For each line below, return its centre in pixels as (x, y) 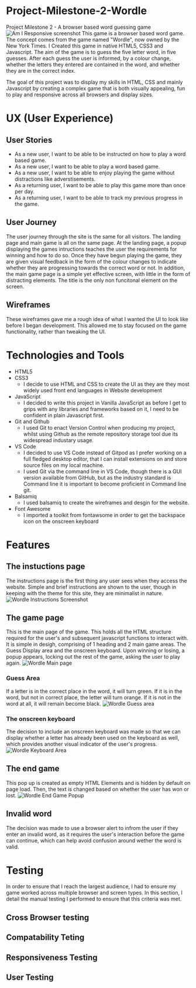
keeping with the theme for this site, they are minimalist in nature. (85, 593)
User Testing (30, 978)
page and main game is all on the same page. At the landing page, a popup (96, 242)
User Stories (29, 140)
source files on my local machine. (64, 465)
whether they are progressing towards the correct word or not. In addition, (96, 268)
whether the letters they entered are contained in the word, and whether (93, 64)
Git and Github (32, 421)
